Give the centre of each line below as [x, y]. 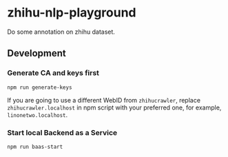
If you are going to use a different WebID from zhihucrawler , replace [104, 100]
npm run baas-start [35, 147]
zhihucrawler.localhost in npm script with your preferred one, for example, [114, 107]
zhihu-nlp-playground [72, 13]
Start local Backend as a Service [62, 132]
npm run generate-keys [40, 87]
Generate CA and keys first [53, 73]
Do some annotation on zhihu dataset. [61, 32]
